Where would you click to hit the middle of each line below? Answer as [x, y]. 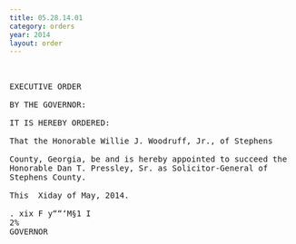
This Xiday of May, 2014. [69, 195]
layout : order [36, 43]
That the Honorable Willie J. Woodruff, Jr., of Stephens [141, 141]
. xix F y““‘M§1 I [50, 214]
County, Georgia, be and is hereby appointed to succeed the [148, 159]
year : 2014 [30, 34]
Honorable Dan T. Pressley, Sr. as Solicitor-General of [139, 168]
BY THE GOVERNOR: [48, 105]
